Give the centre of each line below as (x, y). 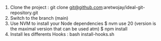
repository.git (24, 13)
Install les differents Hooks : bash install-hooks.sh (62, 34)
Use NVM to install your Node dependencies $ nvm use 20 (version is (83, 23)
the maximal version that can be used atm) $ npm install (69, 29)
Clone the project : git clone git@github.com (56, 7)
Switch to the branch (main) (39, 18)
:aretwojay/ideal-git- (124, 7)
